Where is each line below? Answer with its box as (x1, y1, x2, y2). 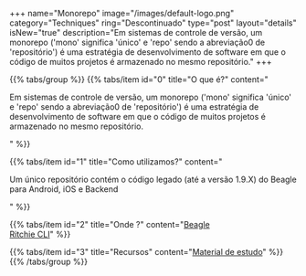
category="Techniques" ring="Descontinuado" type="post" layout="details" (9, 17, 297, 28)
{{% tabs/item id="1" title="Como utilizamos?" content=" (9, 156, 223, 167)
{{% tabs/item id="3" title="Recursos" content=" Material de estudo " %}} (9, 247, 284, 257)
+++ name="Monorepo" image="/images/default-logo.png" (9, 8, 235, 18)
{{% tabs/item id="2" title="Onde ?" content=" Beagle (9, 219, 210, 229)
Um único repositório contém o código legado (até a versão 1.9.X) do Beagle (9, 174, 297, 185)
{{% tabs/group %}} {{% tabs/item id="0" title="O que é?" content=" (9, 74, 269, 85)
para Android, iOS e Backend (9, 184, 119, 195)
